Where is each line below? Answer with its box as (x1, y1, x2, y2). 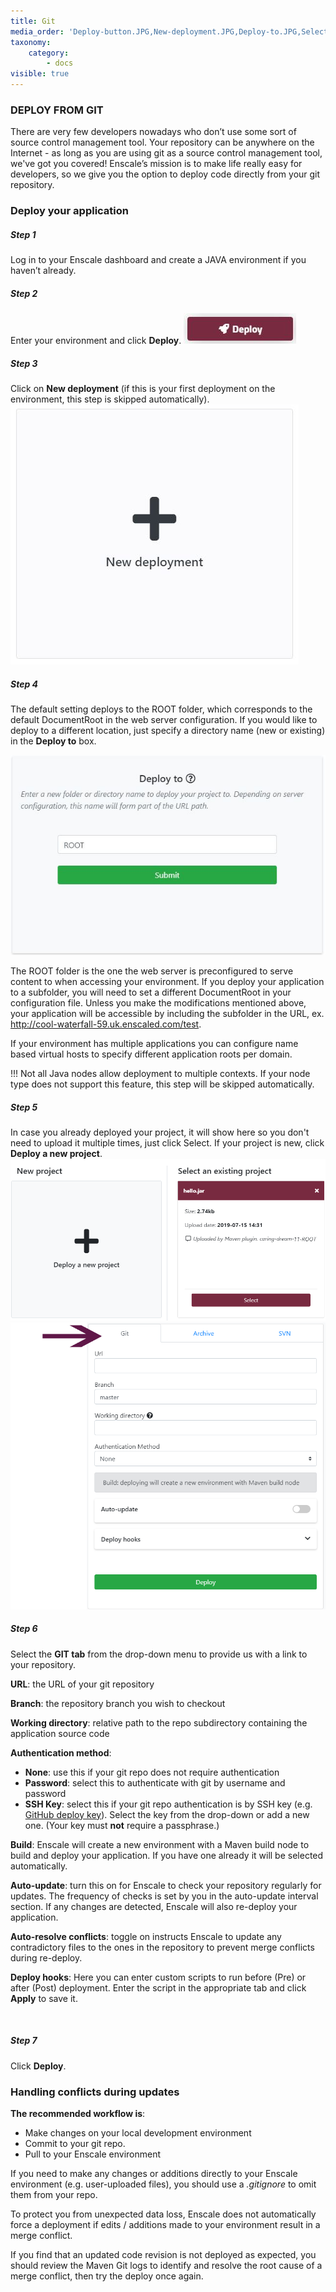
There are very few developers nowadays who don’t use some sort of (10, 126, 297, 138)
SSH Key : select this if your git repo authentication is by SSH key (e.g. (24, 1798, 313, 1810)
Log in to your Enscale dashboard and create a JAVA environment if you (10, 254, 307, 266)
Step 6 (10, 1623, 38, 1635)
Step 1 (10, 228, 37, 240)
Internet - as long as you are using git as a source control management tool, (10, 147, 323, 159)
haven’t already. (10, 265, 77, 277)
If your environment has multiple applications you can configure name (10, 1038, 299, 1050)
